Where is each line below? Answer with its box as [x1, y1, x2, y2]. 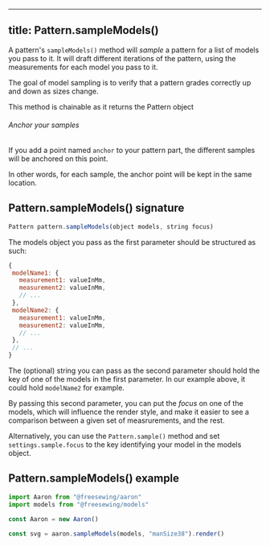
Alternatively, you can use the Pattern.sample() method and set [8, 432, 220, 441]
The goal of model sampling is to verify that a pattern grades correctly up [8, 77, 252, 87]
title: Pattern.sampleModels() [8, 23, 159, 37]
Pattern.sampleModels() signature [8, 201, 185, 215]
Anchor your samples [8, 120, 80, 130]
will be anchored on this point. [8, 154, 108, 163]
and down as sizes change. [8, 86, 99, 96]
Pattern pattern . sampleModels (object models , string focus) [8, 222, 215, 230]
